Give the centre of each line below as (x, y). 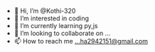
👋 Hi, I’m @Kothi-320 (45, 11)
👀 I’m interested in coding (52, 18)
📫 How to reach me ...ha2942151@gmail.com (81, 41)
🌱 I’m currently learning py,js (56, 26)
